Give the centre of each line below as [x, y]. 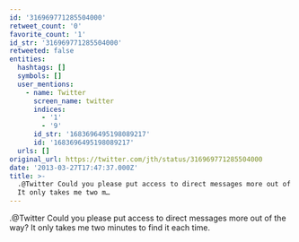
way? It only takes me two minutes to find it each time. [110, 228]
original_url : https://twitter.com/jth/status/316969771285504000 [136, 159]
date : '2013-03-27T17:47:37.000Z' [74, 168]
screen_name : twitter [74, 101]
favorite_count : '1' [48, 34]
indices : [49, 109]
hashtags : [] [42, 68]
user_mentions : [46, 84]
